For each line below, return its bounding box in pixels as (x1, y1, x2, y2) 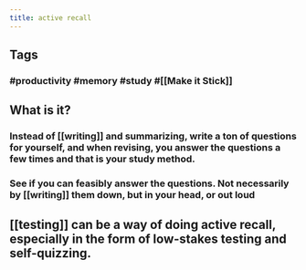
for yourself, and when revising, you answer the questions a (9, 141, 281, 154)
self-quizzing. (9, 245, 91, 261)
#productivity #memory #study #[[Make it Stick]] (9, 74, 233, 87)
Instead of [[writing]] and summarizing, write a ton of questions (9, 130, 297, 142)
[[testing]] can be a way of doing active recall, (9, 216, 277, 233)
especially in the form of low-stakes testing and (9, 231, 287, 246)
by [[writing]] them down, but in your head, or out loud (9, 189, 256, 202)
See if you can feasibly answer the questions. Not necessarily (9, 177, 290, 190)
